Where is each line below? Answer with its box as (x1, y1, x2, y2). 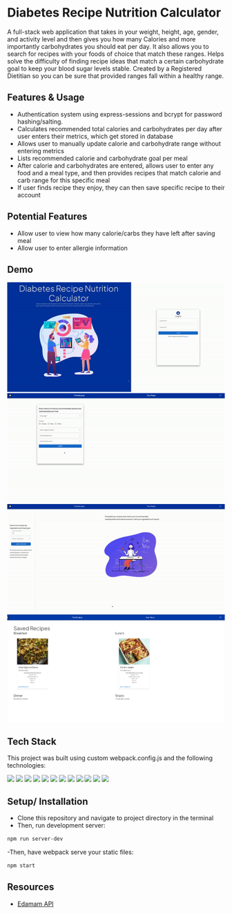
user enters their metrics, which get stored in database (17, 132, 174, 140)
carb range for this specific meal (17, 176, 110, 184)
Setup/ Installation (7, 795, 88, 807)
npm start (7, 862, 36, 869)
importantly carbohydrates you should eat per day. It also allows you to (7, 42, 209, 50)
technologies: (7, 761, 46, 770)
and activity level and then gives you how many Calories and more (7, 35, 196, 43)
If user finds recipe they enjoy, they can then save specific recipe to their (17, 183, 225, 191)
